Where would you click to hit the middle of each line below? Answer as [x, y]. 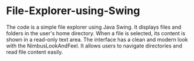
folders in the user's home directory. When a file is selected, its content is [96, 33]
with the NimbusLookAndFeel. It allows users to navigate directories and [94, 46]
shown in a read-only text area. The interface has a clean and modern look [97, 39]
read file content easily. [35, 52]
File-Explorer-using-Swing [73, 11]
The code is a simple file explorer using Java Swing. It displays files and [94, 27]
